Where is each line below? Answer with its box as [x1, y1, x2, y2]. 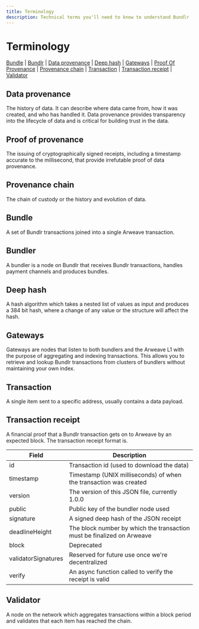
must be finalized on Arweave [69, 531, 152, 540]
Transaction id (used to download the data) [69, 461, 190, 469]
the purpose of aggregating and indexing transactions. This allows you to [6, 352, 185, 360]
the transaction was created [69, 478, 147, 486]
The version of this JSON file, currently [69, 487, 178, 496]
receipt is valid [69, 575, 110, 583]
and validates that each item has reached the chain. [6, 617, 132, 624]
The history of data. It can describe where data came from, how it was [6, 105, 178, 112]
